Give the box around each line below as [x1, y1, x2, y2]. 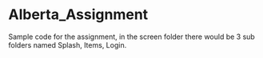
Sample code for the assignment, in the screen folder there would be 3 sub [8, 32, 256, 41]
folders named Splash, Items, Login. [8, 40, 127, 49]
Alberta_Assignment [8, 6, 149, 24]
